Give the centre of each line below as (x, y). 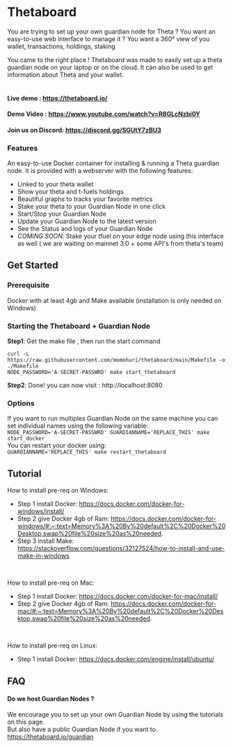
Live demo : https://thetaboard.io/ (57, 98)
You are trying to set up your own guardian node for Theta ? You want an (111, 31)
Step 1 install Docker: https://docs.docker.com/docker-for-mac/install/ (118, 597)
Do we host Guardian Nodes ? (51, 699)
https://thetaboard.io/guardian (50, 736)
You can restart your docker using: (57, 446)
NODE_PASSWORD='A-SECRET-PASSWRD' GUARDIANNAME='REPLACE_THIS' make (109, 433)
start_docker (26, 439)
